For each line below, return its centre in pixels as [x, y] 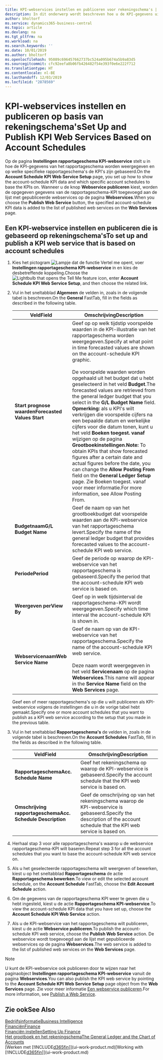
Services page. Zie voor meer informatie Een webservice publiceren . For [77, 989]
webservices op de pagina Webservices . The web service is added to [81, 944]
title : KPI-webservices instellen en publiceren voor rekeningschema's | [81, 9]
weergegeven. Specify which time [110, 609]
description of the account [110, 819]
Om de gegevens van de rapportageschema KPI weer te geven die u [80, 899]
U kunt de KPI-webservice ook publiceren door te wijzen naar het [70, 968]
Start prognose [32, 406]
